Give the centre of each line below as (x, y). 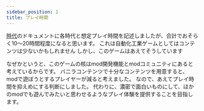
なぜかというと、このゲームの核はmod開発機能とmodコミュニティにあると (100, 64)
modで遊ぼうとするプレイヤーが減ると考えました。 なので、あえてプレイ (98, 79)
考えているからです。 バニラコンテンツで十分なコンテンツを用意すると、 (97, 71)
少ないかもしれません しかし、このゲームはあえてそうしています (103, 51)
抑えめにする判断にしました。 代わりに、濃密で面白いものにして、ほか (105, 86)
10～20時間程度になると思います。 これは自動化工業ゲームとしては (95, 43)
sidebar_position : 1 (33, 12)
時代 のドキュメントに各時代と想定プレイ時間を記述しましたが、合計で (94, 35)
